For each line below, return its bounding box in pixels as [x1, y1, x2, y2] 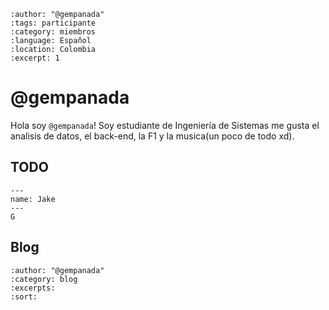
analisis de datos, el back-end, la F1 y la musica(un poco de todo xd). [10, 130, 295, 142]
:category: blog [10, 274, 78, 284]
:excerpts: [10, 283, 56, 293]
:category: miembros [10, 27, 97, 37]
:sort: [10, 291, 38, 302]
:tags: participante [10, 18, 97, 28]
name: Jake [10, 194, 56, 204]
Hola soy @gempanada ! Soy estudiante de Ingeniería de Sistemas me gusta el [10, 119, 320, 131]
